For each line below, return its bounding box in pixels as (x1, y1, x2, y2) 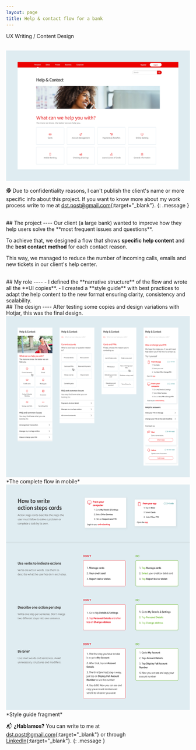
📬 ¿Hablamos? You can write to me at (6, 722, 100, 729)
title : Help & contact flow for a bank (6, 15, 103, 22)
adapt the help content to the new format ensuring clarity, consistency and (6, 291, 185, 298)
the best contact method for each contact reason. (6, 243, 128, 250)
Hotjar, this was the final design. (6, 309, 83, 316)
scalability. (6, 297, 32, 304)
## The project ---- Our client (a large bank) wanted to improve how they (6, 220, 182, 227)
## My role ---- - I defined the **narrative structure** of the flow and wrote (6, 278, 188, 285)
